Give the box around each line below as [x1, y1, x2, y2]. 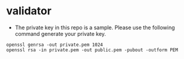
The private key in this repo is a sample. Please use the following [14, 24, 175, 31]
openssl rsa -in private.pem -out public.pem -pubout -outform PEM [6, 46, 179, 53]
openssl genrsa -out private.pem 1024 [6, 42, 103, 48]
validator [6, 4, 52, 18]
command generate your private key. [14, 30, 106, 37]
